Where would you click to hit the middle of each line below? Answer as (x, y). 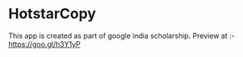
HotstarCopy (52, 14)
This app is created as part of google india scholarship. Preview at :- (121, 36)
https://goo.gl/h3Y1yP (45, 44)
